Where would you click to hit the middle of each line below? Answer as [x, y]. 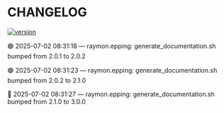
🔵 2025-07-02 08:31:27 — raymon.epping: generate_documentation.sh [111, 94]
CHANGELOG [47, 12]
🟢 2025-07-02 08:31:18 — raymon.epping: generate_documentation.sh [112, 46]
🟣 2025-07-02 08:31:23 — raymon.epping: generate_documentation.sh [112, 70]
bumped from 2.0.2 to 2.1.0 [47, 80]
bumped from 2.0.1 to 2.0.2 [47, 56]
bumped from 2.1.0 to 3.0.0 [47, 101]
